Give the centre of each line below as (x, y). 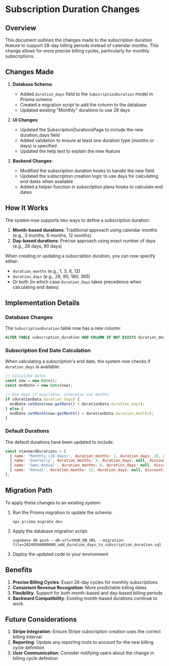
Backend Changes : (33, 161)
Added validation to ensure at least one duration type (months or (87, 140)
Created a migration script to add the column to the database (83, 105)
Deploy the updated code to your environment (60, 554)
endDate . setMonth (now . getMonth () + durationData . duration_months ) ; (82, 413)
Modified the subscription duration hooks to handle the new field (87, 171)
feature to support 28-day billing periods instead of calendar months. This (82, 45)
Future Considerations (41, 619)
